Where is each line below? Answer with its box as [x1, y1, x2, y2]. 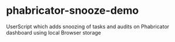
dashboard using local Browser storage [6, 29, 102, 36]
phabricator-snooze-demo [6, 4, 139, 17]
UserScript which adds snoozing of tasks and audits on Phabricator [6, 23, 170, 30]
